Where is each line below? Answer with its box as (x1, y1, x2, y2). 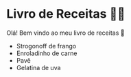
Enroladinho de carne (16, 49, 78, 57)
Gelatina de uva (16, 63, 61, 72)
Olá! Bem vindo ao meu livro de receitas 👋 (6, 29, 125, 37)
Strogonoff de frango (16, 42, 77, 50)
